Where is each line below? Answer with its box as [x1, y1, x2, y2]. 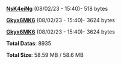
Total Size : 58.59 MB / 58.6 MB [6, 51, 84, 59]
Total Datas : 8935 [6, 40, 51, 47]
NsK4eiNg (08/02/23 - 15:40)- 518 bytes [6, 5, 108, 12]
